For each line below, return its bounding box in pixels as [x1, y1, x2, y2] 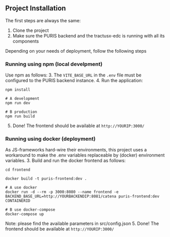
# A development [5, 96, 39, 101]
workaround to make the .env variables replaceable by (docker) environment [5, 152, 165, 159]
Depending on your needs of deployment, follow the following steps [5, 48, 147, 54]
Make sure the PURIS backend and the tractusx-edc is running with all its [12, 32, 165, 38]
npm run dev [5, 101, 30, 106]
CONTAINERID [5, 199, 30, 204]
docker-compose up [5, 212, 44, 217]
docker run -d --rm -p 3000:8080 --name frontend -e [5, 189, 119, 194]
